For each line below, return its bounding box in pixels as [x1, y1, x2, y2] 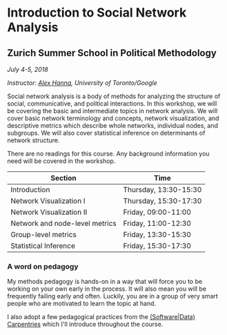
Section [50, 173, 77, 182]
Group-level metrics [10, 230, 77, 239]
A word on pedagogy [7, 261, 79, 271]
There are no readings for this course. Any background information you [7, 150, 210, 157]
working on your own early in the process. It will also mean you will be [7, 285, 207, 293]
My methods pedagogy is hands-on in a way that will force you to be [7, 278, 202, 286]
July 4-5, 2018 [7, 66, 48, 73]
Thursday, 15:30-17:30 [123, 196, 202, 205]
